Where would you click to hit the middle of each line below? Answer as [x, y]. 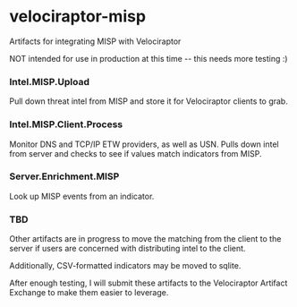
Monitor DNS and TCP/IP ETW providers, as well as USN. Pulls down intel [144, 144]
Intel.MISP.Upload [50, 81]
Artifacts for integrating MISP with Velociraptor [95, 41]
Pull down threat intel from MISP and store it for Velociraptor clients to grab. [148, 101]
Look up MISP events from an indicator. [82, 196]
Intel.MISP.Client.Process [66, 124]
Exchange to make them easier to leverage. [89, 293]
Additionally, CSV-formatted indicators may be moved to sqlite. [125, 266]
